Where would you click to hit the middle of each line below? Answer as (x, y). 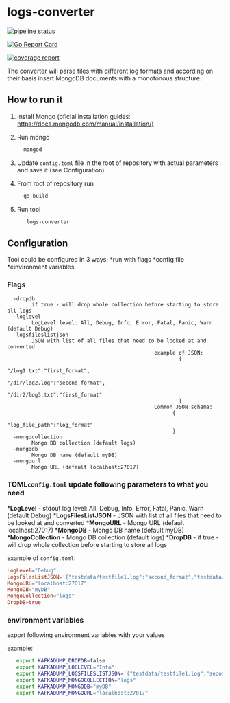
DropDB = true (24, 603)
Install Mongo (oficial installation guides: (74, 116)
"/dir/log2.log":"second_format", (56, 383)
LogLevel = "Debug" (32, 570)
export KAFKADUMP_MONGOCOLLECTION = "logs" (76, 680)
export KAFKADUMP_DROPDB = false (61, 661)
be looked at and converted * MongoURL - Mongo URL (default (96, 522)
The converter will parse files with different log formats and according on (110, 71)
